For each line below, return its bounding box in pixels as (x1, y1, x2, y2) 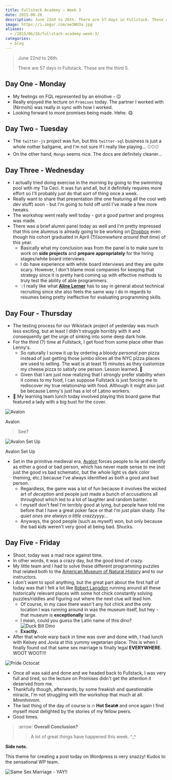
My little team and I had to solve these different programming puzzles (12, 563, 160, 569)
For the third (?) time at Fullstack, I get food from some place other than (12, 339, 164, 345)
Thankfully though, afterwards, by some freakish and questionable (12, 686, 154, 692)
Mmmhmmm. (12, 697, 41, 703)
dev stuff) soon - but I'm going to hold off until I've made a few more (12, 201, 158, 207)
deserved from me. (12, 681, 54, 687)
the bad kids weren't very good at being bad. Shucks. (20, 523, 134, 530)
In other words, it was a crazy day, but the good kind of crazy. (12, 557, 144, 563)
